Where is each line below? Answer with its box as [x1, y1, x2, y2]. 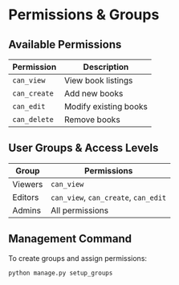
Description [83, 62, 129, 72]
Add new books [63, 88, 124, 99]
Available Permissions [8, 38, 122, 51]
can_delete [12, 115, 54, 124]
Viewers [12, 178, 43, 189]
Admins [12, 205, 42, 216]
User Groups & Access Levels [8, 141, 159, 155]
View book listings [63, 75, 133, 86]
